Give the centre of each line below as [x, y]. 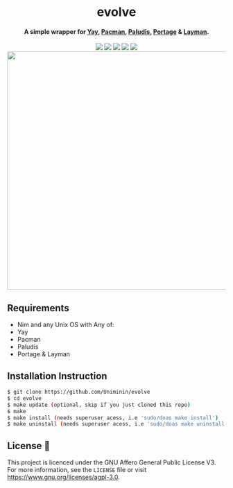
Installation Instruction [57, 376]
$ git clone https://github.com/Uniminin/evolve [79, 392]
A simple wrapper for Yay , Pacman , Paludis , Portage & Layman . [116, 31]
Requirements [38, 308]
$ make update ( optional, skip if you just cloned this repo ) [99, 405]
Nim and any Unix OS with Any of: [66, 325]
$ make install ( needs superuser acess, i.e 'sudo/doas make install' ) [113, 418]
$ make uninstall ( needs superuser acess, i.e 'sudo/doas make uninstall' [118, 424]
